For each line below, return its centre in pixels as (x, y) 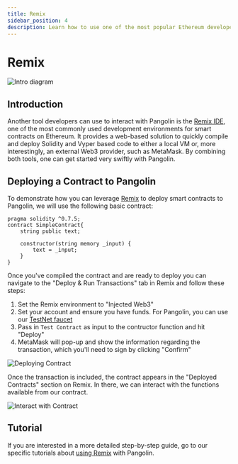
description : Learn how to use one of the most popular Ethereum (106, 27)
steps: (16, 290)
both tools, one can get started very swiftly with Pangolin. (91, 159)
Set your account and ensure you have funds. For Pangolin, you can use (123, 311)
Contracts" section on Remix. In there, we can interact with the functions (113, 385)
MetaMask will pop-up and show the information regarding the (109, 342)
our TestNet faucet (45, 319)
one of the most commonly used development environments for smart (109, 129)
